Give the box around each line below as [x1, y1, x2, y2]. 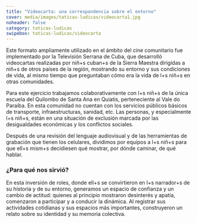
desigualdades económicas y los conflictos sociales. [6, 121, 134, 128]
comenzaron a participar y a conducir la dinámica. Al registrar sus [6, 198, 166, 205]
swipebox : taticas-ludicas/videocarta [6, 31, 101, 37]
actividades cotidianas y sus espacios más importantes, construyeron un [6, 204, 183, 211]
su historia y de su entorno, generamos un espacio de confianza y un [6, 185, 175, 192]
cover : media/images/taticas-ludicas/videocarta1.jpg [6, 14, 141, 20]
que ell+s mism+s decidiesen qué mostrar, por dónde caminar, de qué [6, 145, 176, 152]
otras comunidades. [6, 78, 55, 86]
